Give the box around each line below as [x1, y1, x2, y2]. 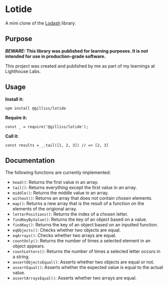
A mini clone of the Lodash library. [5, 20, 76, 26]
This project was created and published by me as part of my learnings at [5, 63, 155, 69]
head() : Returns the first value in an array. [12, 179, 99, 185]
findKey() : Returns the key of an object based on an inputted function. [12, 222, 158, 228]
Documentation [5, 156, 55, 165]
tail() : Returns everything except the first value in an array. [12, 184, 137, 191]
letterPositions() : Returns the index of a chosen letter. [12, 211, 128, 217]
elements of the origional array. [12, 206, 78, 212]
